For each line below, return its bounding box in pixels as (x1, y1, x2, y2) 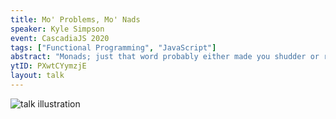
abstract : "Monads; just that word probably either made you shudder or (10, 52, 320, 62)
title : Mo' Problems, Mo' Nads (10, 14, 141, 25)
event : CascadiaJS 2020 (10, 33, 110, 43)
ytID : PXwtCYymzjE (10, 61, 87, 71)
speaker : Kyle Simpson (10, 24, 105, 34)
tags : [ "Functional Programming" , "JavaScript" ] (10, 42, 217, 53)
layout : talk (10, 71, 65, 81)
